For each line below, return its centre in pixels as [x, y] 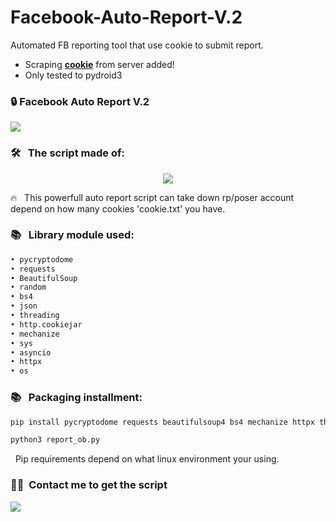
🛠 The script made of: [67, 153]
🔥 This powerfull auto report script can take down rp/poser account [152, 197]
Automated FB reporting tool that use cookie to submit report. [137, 45]
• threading [35, 316]
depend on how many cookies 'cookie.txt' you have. [118, 208]
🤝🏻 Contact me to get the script [89, 485]
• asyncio [31, 352]
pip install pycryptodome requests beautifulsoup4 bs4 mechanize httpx [162, 422]
